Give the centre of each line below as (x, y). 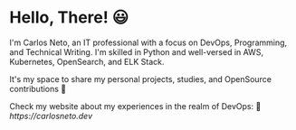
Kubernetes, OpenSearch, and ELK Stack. (87, 61)
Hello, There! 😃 (69, 18)
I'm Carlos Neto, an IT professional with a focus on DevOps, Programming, (148, 42)
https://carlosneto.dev (51, 116)
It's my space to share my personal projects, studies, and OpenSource (140, 79)
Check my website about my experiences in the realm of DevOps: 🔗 (135, 106)
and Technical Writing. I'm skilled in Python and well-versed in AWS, (137, 51)
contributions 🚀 (38, 88)
